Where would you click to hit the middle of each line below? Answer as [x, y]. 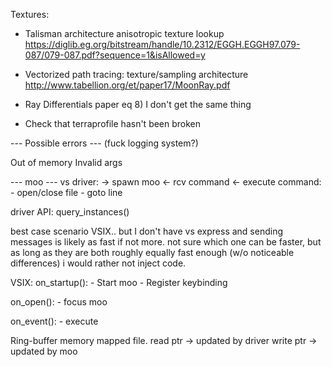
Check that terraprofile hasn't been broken [113, 123]
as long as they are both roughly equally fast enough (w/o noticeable [152, 252]
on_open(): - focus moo [59, 302]
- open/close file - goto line [66, 192]
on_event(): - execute [54, 321]
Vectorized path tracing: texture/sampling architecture [136, 74]
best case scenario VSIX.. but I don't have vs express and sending [147, 231]
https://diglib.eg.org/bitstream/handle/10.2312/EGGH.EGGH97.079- [162, 44]
